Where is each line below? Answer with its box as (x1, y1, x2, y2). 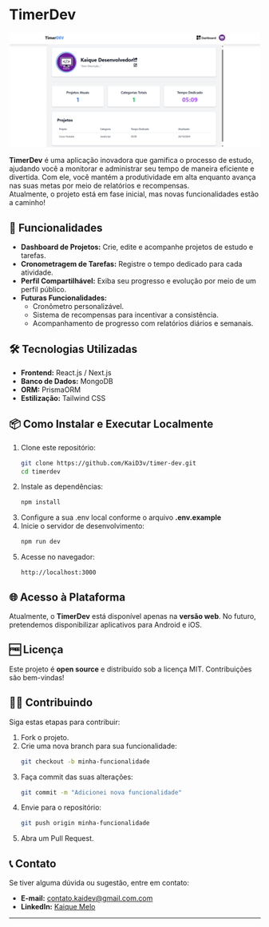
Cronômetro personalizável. (32, 302, 125, 311)
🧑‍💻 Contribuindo (9, 696, 93, 710)
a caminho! (9, 198, 46, 208)
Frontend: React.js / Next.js (20, 367, 112, 377)
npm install (20, 498, 61, 506)
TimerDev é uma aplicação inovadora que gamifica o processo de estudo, (9, 156, 254, 165)
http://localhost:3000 (20, 568, 97, 576)
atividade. (20, 267, 54, 277)
